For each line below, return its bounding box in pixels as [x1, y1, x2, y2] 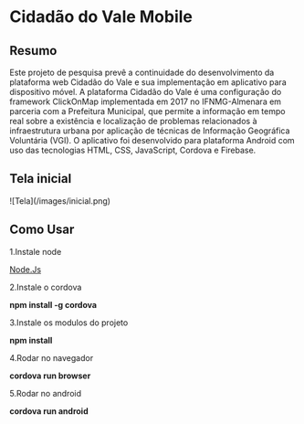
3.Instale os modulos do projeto [9, 317, 129, 328]
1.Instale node [9, 246, 62, 257]
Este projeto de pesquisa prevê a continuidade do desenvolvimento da [9, 67, 275, 78]
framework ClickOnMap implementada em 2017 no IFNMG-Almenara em [9, 96, 281, 107]
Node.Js [9, 263, 42, 275]
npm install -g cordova [9, 299, 98, 310]
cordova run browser [9, 370, 91, 381]
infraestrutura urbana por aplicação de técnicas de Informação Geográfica [9, 125, 290, 136]
